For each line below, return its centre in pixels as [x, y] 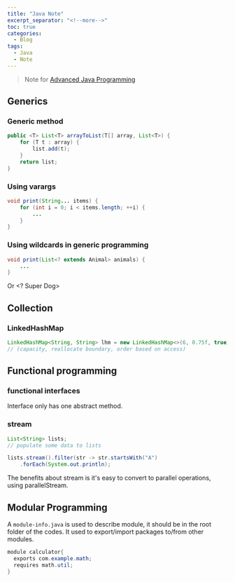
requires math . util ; [43, 565]
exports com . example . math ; [53, 558]
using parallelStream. [38, 485]
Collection [30, 308]
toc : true [22, 27]
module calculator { [36, 552]
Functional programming [62, 371]
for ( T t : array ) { [50, 142]
